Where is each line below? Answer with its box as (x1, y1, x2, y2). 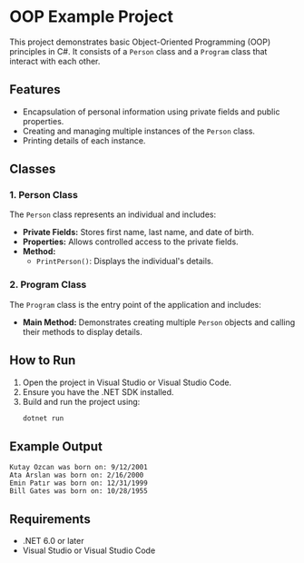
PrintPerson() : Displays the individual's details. (35, 256, 214, 267)
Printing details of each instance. (22, 134, 146, 146)
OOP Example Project (9, 6, 174, 27)
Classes (9, 162, 56, 177)
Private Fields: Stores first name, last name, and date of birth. (22, 227, 254, 238)
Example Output (9, 439, 103, 454)
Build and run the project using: (22, 396, 141, 407)
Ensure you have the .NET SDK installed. (22, 386, 174, 397)
